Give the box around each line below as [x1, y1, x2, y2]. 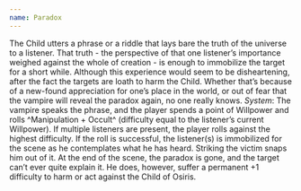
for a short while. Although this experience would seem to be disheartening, [9, 66, 290, 77]
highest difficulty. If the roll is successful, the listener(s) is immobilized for [9, 133, 283, 143]
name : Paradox [9, 13, 63, 22]
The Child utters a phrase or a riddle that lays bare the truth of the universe [9, 38, 288, 48]
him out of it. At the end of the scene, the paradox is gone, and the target [9, 152, 280, 162]
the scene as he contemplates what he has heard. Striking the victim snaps [9, 143, 288, 153]
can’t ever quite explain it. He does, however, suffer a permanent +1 [9, 161, 260, 172]
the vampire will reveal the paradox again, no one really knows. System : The [9, 95, 291, 106]
